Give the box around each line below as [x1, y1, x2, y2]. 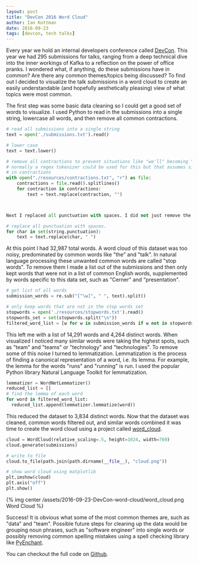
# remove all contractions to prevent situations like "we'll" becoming [6, 158, 189, 164]
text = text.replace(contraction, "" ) [27, 191, 123, 197]
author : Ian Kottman [6, 19, 57, 25]
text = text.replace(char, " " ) [16, 234, 96, 240]
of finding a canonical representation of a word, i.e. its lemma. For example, [6, 356, 190, 363]
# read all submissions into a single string [6, 126, 120, 132]
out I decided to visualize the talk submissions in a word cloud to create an [6, 78, 187, 86]
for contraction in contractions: [16, 186, 101, 192]
